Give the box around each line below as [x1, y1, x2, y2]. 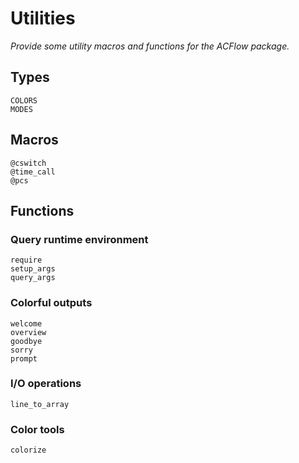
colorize [10, 445, 47, 456]
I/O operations [10, 377, 82, 391]
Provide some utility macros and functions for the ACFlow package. [10, 40, 290, 52]
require [10, 255, 43, 266]
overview [10, 327, 47, 337]
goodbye [10, 336, 43, 346]
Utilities [10, 7, 76, 30]
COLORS [10, 95, 38, 106]
